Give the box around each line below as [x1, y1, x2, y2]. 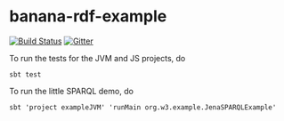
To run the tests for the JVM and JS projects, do [9, 52, 186, 63]
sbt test [9, 69, 42, 79]
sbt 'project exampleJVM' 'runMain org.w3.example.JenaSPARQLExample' [9, 102, 277, 112]
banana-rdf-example [9, 6, 167, 27]
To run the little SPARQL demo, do [9, 85, 134, 96]
